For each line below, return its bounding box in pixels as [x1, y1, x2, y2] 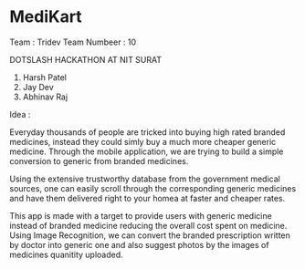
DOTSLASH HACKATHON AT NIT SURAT [9, 54, 163, 65]
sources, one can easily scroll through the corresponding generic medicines [9, 182, 297, 193]
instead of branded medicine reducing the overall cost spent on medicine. [9, 220, 288, 231]
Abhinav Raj [22, 91, 68, 102]
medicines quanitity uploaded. [9, 249, 123, 260]
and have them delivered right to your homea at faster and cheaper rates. [9, 192, 286, 203]
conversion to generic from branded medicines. [9, 155, 189, 166]
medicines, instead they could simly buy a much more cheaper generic [9, 136, 277, 147]
